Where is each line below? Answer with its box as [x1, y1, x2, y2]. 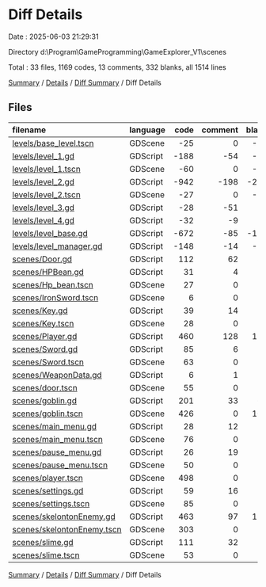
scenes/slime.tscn [12, 549, 80, 560]
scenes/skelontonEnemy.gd [12, 511, 116, 522]
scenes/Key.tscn [12, 318, 74, 329]
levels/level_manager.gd [12, 240, 103, 251]
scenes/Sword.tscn [12, 356, 85, 368]
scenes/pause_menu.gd [12, 446, 102, 457]
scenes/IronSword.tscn [12, 292, 99, 303]
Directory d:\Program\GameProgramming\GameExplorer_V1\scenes [8, 47, 227, 56]
